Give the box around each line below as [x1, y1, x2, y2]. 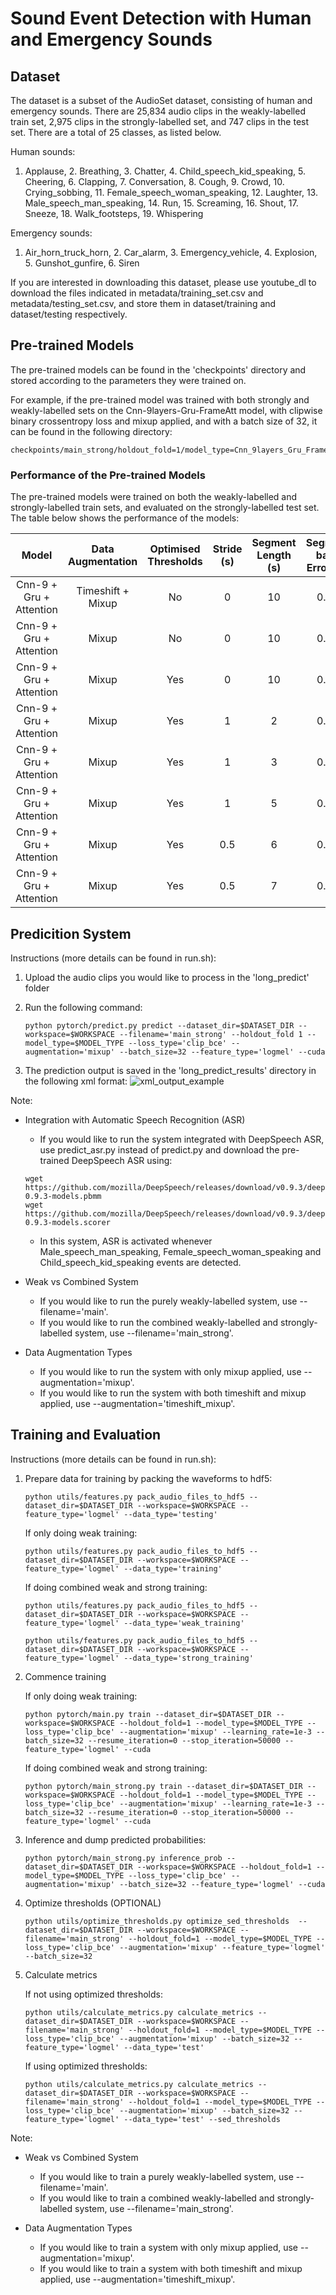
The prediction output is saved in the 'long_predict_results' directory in [24, 1064, 317, 1076]
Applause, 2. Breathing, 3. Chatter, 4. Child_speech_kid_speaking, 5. [24, 165, 307, 177]
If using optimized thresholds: [24, 2060, 148, 2072]
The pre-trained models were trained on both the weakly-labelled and [10, 491, 298, 503]
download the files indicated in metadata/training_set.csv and [10, 287, 264, 299]
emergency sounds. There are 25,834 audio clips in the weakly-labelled [10, 105, 306, 117]
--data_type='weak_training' [123, 1618, 245, 1628]
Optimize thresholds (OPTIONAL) [24, 1897, 162, 1909]
